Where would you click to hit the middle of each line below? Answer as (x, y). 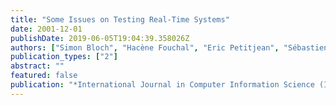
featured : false (44, 76)
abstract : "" (37, 66)
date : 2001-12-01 (46, 29)
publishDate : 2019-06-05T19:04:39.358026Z (100, 38)
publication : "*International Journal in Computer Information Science (162, 85)
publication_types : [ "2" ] (64, 57)
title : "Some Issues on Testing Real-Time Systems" (120, 19)
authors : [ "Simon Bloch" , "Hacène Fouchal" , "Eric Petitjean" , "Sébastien (169, 47)
